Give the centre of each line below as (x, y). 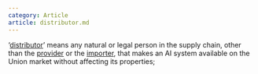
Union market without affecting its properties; (82, 61)
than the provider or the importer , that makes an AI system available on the (129, 53)
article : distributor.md (49, 23)
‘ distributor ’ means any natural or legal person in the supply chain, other (125, 44)
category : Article (38, 15)
